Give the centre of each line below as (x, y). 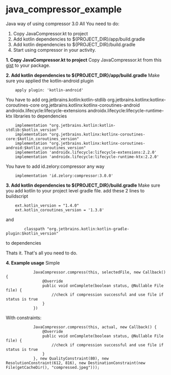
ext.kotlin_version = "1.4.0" (47, 205)
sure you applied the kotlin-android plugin (50, 81)
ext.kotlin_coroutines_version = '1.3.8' (59, 210)
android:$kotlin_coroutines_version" (46, 148)
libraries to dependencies (40, 116)
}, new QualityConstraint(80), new (71, 358)
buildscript (17, 196)
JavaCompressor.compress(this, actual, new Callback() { (95, 327)
